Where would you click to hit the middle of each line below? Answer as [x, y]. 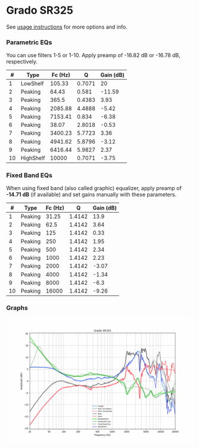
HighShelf [33, 158]
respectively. [22, 62]
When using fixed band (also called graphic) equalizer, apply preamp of [94, 188]
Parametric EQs [29, 42]
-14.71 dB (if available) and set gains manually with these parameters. [91, 195]
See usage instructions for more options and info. [67, 27]
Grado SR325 [40, 10]
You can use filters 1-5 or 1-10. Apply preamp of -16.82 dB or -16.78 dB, [93, 55]
